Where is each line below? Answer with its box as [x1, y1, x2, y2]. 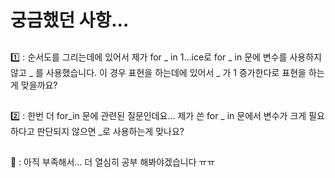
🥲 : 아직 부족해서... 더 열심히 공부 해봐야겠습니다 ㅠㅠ [10, 156, 216, 168]
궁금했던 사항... [10, 9, 130, 32]
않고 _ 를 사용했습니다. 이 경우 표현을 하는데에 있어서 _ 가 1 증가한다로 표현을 [10, 66, 307, 78]
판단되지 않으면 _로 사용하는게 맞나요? [36, 125, 185, 137]
